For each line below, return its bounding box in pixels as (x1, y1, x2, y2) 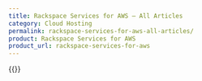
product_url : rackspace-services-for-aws (8, 42, 151, 50)
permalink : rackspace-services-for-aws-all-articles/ (8, 27, 195, 35)
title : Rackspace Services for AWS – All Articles (8, 11, 183, 20)
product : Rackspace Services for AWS (8, 34, 136, 43)
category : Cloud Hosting (8, 19, 92, 28)
